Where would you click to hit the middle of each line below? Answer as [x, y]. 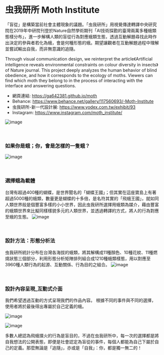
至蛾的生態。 [18, 217]
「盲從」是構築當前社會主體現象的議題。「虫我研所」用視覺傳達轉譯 [72, 24]
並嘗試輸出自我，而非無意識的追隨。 [41, 49]
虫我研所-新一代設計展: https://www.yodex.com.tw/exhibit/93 [74, 107]
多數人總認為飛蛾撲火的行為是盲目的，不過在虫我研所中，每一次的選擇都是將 [82, 336]
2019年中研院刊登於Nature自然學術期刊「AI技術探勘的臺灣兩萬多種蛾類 [85, 30]
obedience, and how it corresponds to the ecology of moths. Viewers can [79, 75]
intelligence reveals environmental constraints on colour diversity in [73, 64]
